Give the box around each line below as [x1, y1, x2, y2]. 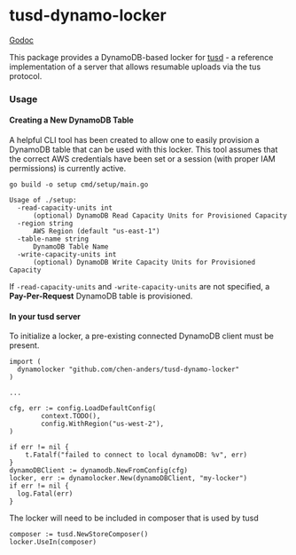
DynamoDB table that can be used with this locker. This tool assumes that [9, 144, 278, 155]
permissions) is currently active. [9, 163, 127, 174]
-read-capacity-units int [17, 203, 113, 213]
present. [9, 340, 40, 351]
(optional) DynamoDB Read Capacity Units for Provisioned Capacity [32, 211, 288, 220]
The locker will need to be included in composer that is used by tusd [9, 512, 259, 524]
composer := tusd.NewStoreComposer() [9, 530, 149, 539]
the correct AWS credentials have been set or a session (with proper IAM [9, 154, 277, 164]
